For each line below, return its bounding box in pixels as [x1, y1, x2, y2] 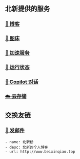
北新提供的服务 [5, 4, 50, 13]
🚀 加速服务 [5, 50, 30, 57]
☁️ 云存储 [5, 93, 27, 99]
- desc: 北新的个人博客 [5, 145, 48, 150]
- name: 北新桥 [5, 139, 34, 144]
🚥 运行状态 [5, 64, 30, 71]
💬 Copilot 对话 [5, 78, 39, 85]
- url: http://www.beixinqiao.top [5, 149, 76, 154]
